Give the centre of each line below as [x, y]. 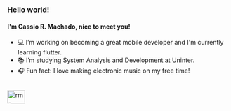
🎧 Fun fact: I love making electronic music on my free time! [104, 71]
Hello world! [28, 10]
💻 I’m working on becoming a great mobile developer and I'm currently [120, 43]
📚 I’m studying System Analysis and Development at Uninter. [106, 60]
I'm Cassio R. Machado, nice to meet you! [69, 27]
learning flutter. [39, 52]
